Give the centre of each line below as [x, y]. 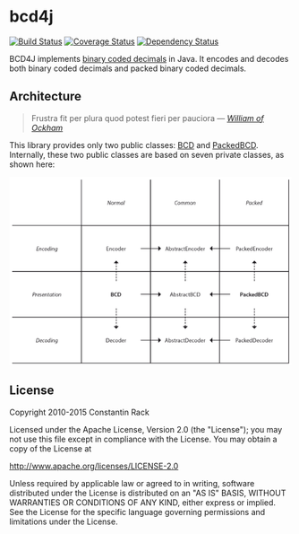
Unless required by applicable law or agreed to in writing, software [132, 483]
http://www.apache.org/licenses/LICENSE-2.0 [94, 466]
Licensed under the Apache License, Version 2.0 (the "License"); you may [146, 429]
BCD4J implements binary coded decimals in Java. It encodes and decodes [149, 58]
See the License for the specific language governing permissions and [137, 512]
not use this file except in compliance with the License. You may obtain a [143, 439]
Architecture [46, 96]
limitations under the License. [64, 521]
